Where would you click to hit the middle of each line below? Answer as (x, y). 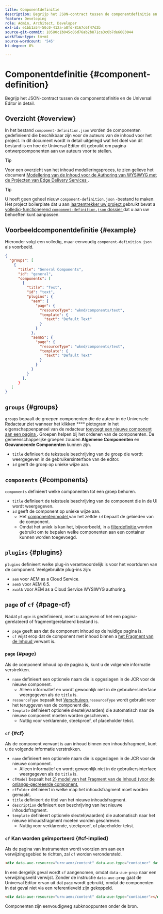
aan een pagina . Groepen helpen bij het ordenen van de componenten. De (80, 434)
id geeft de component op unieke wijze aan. (56, 511)
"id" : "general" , (35, 274)
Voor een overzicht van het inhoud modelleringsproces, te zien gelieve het (79, 170)
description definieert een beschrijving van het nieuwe (67, 805)
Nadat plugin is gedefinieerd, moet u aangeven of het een (63, 616)
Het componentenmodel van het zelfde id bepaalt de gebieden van (86, 516)
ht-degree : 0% (19, 46)
